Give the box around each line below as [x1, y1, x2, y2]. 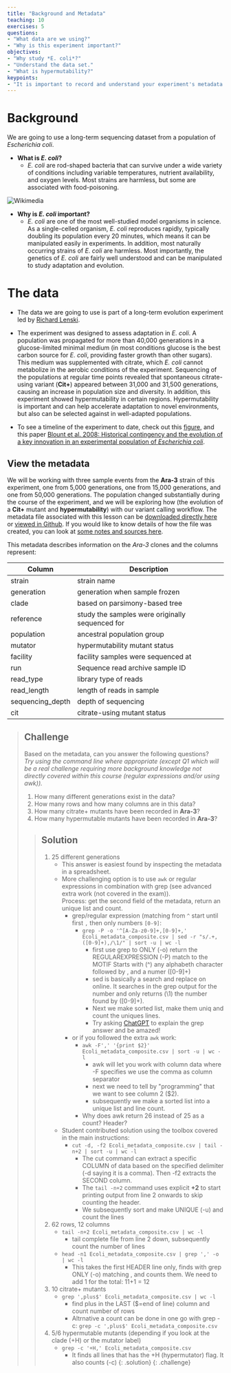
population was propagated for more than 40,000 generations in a [16, 336, 205, 345]
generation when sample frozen [77, 587, 180, 597]
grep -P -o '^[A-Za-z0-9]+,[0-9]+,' [82, 927, 188, 934]
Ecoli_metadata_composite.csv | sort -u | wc [82, 1048, 215, 1055]
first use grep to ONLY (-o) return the [92, 945, 198, 954]
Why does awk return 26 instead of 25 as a [82, 1112, 205, 1120]
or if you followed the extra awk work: [71, 1033, 177, 1042]
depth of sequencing [77, 696, 144, 706]
